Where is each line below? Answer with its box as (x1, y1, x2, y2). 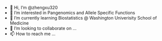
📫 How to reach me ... (9, 31, 56, 37)
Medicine (9, 20, 29, 26)
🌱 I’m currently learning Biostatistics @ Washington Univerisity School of (9, 15, 157, 20)
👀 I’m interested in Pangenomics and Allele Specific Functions (9, 10, 135, 16)
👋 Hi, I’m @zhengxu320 (9, 5, 58, 10)
